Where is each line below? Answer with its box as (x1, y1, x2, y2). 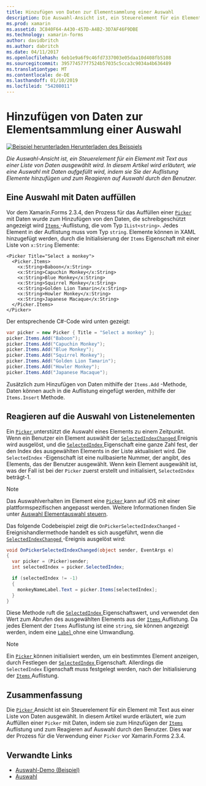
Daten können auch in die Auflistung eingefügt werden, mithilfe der (6, 387, 176, 394)
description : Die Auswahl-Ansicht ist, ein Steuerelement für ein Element (6, 15, 202, 21)
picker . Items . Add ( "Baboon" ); (6, 335, 81, 341)
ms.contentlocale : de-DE (6, 72, 70, 78)
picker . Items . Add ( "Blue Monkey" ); (6, 346, 95, 353)
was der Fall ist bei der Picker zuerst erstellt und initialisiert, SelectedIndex (6, 467, 195, 474)
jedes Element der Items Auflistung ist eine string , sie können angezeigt (6, 622, 189, 629)
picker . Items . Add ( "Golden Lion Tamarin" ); (6, 358, 116, 364)
